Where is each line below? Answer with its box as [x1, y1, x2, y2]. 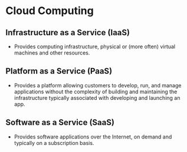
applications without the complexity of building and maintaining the [14, 88, 178, 95]
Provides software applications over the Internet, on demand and [14, 133, 172, 140]
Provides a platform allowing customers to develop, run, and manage [14, 82, 182, 89]
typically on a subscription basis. [14, 139, 94, 146]
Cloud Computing [5, 4, 94, 18]
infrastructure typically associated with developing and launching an [14, 94, 181, 101]
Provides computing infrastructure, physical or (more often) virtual [14, 43, 176, 50]
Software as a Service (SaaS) [5, 117, 114, 127]
